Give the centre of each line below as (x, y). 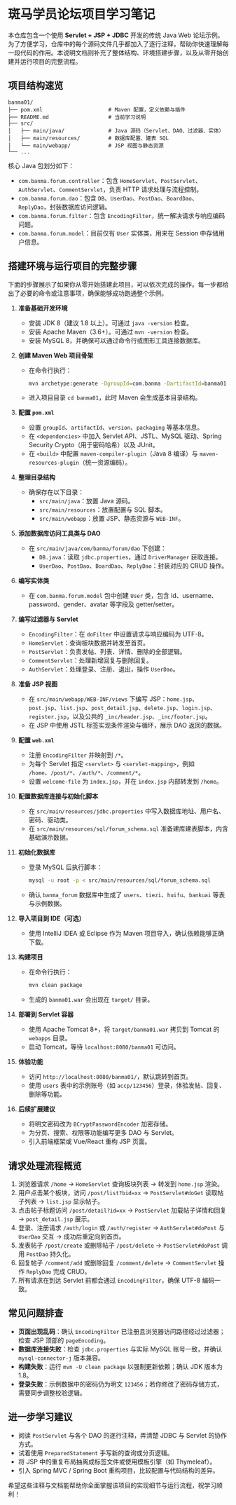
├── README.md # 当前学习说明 (77, 117)
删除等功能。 (47, 1094)
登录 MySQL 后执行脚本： (65, 867)
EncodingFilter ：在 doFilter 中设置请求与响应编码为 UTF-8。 (118, 634)
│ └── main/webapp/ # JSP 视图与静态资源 (86, 145)
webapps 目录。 (50, 1038)
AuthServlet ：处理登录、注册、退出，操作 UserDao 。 (104, 669)
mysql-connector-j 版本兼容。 (61, 1358)
